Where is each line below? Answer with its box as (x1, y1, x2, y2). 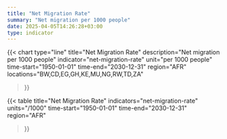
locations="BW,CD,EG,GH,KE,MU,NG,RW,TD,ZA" (7, 70, 144, 78)
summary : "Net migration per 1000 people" (7, 17, 131, 23)
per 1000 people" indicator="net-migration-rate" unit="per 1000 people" (7, 56, 213, 64)
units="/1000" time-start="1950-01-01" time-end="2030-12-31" (7, 104, 188, 112)
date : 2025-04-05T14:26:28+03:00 (7, 23, 103, 30)
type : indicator (7, 29, 54, 36)
